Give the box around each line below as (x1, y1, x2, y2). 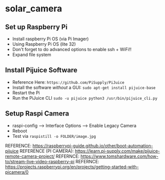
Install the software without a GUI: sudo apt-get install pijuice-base (12, 84, 156, 90)
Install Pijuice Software (5, 66, 78, 74)
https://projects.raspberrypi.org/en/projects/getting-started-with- (5, 164, 139, 170)
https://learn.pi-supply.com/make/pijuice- (75, 148, 160, 154)
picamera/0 (5, 169, 29, 175)
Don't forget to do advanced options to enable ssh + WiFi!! (12, 47, 132, 52)
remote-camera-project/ (5, 153, 55, 159)
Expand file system (12, 52, 51, 58)
